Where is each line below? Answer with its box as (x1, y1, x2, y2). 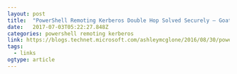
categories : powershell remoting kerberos (7, 30, 134, 37)
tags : (7, 43, 23, 50)
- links (13, 50, 37, 57)
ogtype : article (7, 56, 55, 63)
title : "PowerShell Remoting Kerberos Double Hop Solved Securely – (7, 17, 217, 24)
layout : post (7, 10, 46, 18)
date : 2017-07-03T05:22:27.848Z (7, 23, 109, 30)
